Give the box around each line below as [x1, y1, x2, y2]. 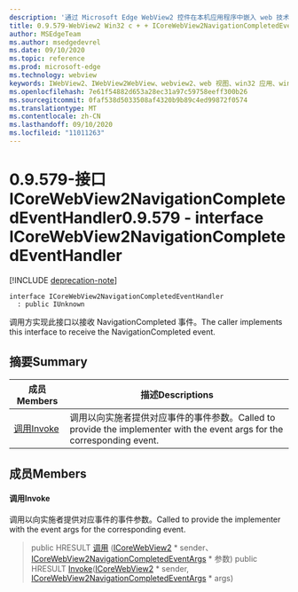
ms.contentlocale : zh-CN [9, 112, 101, 121]
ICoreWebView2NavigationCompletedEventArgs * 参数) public [30, 554, 258, 564]
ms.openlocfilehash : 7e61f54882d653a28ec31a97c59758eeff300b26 [9, 87, 248, 96]
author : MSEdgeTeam [9, 29, 82, 38]
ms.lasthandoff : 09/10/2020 [9, 121, 114, 130]
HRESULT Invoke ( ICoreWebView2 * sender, [30, 564, 189, 574]
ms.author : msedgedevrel [9, 37, 101, 47]
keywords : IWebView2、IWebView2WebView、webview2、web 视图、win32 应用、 [9, 79, 279, 88]
